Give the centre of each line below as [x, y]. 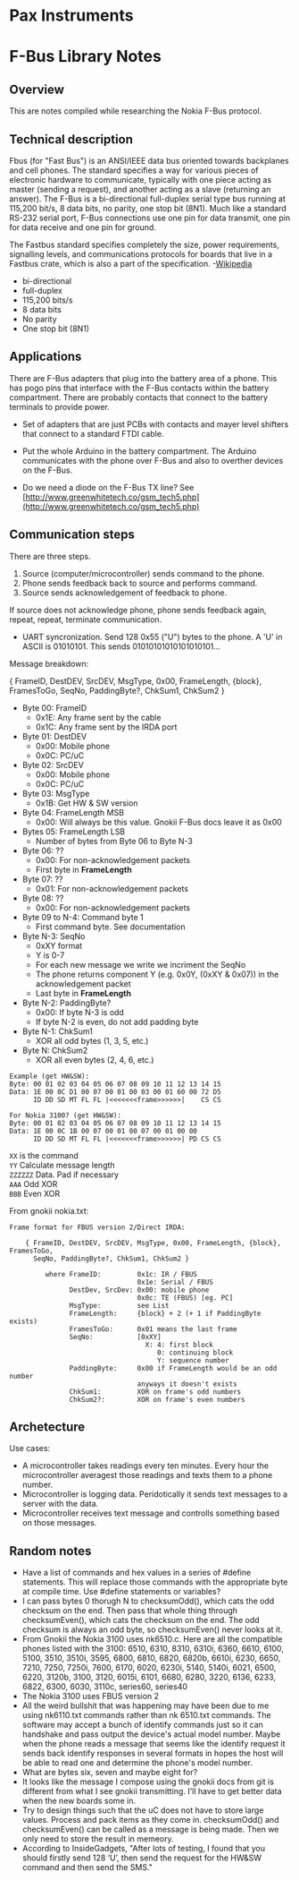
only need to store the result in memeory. [98, 1839]
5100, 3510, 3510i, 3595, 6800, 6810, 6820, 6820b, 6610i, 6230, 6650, [151, 1658]
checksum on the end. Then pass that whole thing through [130, 1611]
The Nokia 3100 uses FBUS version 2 [90, 1696]
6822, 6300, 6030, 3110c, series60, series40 [105, 1687]
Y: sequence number [193, 1360]
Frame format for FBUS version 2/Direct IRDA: [97, 1227]
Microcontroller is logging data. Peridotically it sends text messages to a [155, 1494]
